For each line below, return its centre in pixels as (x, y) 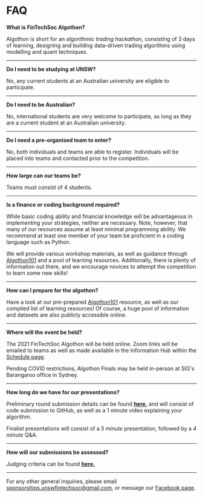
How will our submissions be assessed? (57, 452)
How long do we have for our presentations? (63, 392)
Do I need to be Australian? (41, 104)
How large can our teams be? (44, 175)
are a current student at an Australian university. (66, 123)
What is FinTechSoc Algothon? (46, 27)
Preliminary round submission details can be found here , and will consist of (100, 404)
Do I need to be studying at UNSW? (51, 69)
